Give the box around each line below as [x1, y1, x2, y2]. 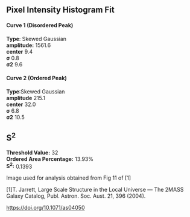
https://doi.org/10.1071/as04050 [6, 204, 85, 212]
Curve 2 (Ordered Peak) [6, 75, 68, 82]
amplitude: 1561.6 [6, 42, 51, 49]
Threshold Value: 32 [6, 149, 59, 156]
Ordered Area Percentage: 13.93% [6, 155, 93, 162]
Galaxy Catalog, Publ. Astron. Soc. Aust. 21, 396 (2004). [6, 192, 146, 200]
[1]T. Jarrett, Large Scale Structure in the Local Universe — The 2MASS [6, 186, 184, 193]
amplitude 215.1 [6, 94, 45, 101]
